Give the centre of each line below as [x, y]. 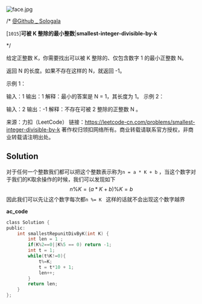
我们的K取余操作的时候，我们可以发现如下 [63, 179]
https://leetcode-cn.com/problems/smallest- [140, 122]
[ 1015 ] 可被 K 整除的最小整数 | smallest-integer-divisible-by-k [82, 33]
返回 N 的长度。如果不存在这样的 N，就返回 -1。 [66, 71]
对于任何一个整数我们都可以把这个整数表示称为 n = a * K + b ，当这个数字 [99, 171]
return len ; [43, 284]
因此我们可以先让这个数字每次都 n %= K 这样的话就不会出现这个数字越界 [96, 199]
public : [16, 228]
